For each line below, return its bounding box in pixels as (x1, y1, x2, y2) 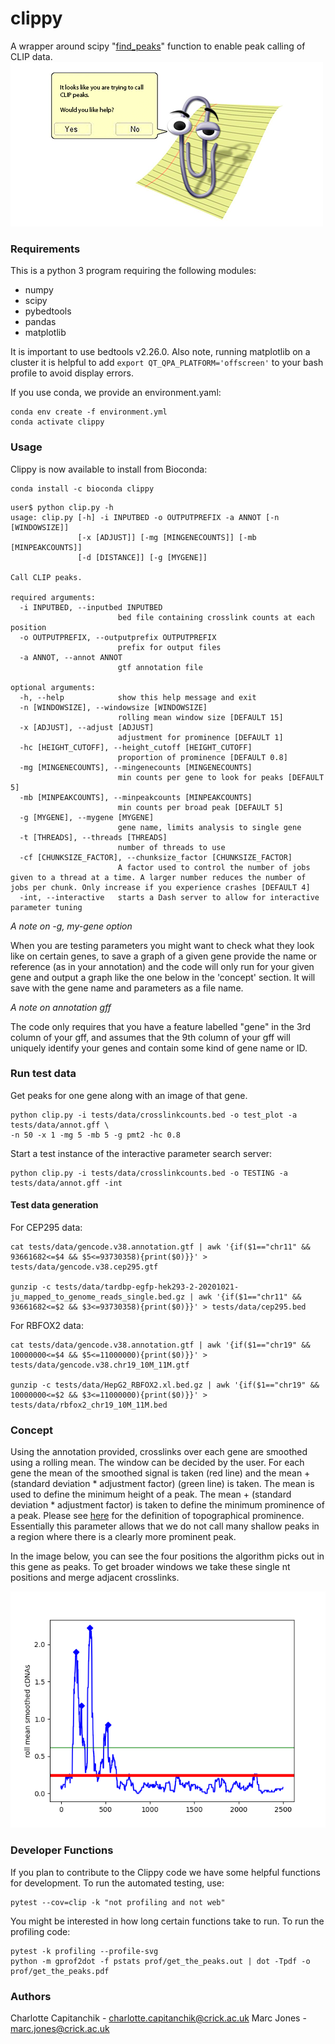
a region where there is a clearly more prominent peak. (10, 1531, 237, 1543)
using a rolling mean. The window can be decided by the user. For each (10, 1457, 305, 1469)
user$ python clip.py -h (10, 502, 114, 512)
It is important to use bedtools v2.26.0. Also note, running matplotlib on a (10, 346, 311, 358)
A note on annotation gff (10, 1001, 112, 1013)
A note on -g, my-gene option (10, 920, 133, 932)
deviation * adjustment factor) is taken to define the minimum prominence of (10, 1499, 325, 1511)
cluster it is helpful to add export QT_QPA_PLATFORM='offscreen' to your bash (10, 357, 324, 369)
